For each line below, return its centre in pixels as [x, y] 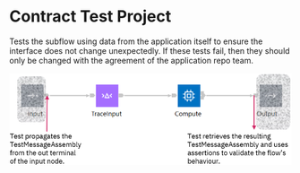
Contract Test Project [90, 17]
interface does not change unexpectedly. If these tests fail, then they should [150, 50]
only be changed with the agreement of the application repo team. [131, 60]
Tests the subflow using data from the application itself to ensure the [136, 41]
